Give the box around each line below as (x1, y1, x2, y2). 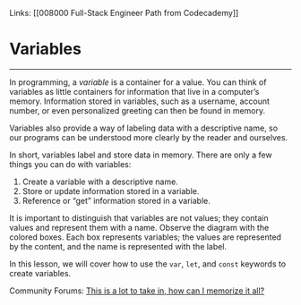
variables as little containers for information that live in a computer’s (9, 86, 260, 97)
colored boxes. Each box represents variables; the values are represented (9, 232, 282, 242)
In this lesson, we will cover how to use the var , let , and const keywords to (9, 258, 287, 269)
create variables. (9, 267, 72, 278)
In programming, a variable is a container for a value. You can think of (9, 76, 267, 88)
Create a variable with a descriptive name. (21, 176, 179, 187)
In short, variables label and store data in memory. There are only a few (9, 149, 272, 160)
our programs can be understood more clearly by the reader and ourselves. (9, 131, 288, 142)
